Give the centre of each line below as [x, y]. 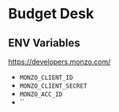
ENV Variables [44, 43]
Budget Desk [51, 14]
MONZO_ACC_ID [41, 95]
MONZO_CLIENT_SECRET [53, 86]
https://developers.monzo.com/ [59, 62]
